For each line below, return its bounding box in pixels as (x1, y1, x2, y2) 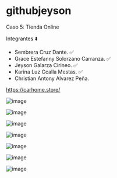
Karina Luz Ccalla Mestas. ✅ (14, 68, 83, 75)
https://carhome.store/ (6, 86, 61, 93)
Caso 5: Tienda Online (6, 23, 59, 30)
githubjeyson (6, 4, 72, 18)
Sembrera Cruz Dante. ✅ (14, 48, 75, 55)
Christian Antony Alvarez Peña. (14, 75, 89, 82)
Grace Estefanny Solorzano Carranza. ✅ (14, 55, 111, 62)
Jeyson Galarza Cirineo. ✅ (14, 61, 78, 68)
